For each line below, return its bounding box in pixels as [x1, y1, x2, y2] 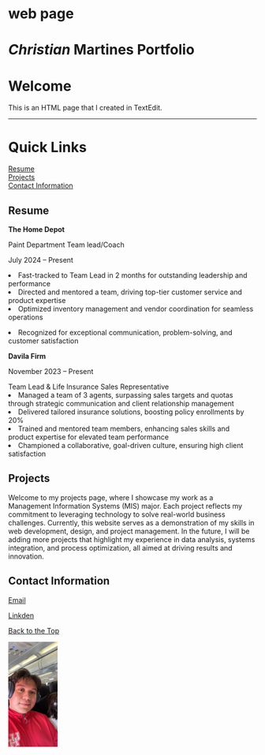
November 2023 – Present [8, 367, 94, 376]
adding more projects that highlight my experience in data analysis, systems [8, 534, 256, 544]
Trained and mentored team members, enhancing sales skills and [18, 424, 230, 434]
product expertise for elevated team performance [8, 432, 170, 442]
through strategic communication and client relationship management [8, 399, 234, 409]
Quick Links [8, 138, 87, 156]
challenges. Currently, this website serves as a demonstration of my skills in [8, 518, 255, 527]
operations [8, 312, 43, 322]
